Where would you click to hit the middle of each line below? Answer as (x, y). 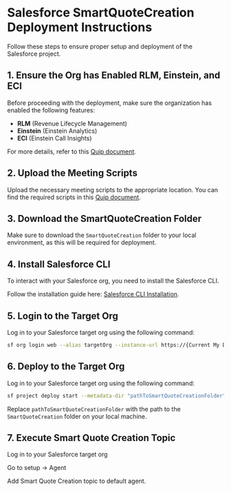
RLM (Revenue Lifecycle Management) (72, 123)
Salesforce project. (34, 54)
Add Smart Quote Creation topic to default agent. (77, 481)
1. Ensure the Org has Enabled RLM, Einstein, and (114, 75)
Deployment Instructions (80, 27)
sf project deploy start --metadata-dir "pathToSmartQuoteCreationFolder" (117, 396)
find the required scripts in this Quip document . (74, 197)
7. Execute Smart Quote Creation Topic (91, 438)
